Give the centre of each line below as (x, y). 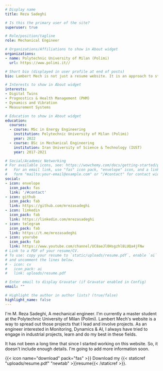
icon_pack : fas (25, 188)
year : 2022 (25, 139)
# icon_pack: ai (24, 269)
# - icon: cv (18, 264)
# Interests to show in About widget (43, 85)
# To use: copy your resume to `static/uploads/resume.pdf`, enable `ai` (81, 255)
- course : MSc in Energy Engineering (48, 130)
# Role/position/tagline (30, 36)
